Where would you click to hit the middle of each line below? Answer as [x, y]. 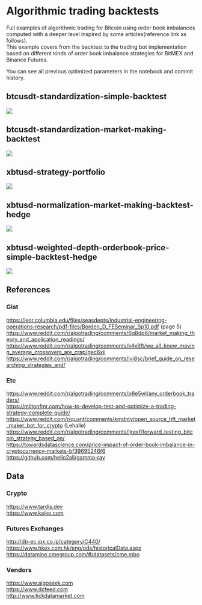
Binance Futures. [27, 60]
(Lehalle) [75, 425]
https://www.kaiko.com [35, 513]
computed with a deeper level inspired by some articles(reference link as [96, 34]
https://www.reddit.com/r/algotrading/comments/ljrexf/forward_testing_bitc [100, 432]
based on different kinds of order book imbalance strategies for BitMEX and [100, 53]
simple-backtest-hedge [52, 257]
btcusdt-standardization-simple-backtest [87, 97]
